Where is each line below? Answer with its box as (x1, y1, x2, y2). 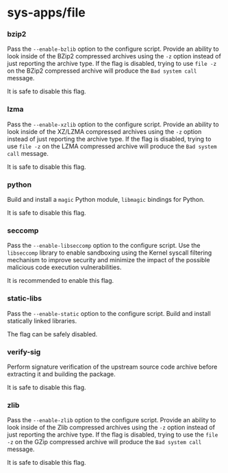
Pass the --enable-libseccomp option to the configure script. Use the (7, 242, 201, 250)
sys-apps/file (7, 5, 86, 21)
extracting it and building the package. (7, 369, 116, 378)
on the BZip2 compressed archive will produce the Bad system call (7, 67, 197, 75)
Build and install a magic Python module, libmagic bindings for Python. (7, 196, 205, 204)
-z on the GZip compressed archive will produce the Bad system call (7, 438, 202, 446)
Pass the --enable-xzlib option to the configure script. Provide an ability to (7, 120, 219, 128)
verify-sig (7, 347, 41, 356)
